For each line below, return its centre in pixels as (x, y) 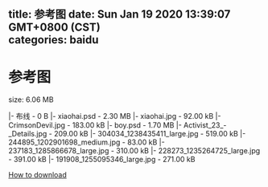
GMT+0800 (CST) (54, 28)
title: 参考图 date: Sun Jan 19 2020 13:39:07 (120, 14)
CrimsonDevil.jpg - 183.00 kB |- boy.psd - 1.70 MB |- (95, 125)
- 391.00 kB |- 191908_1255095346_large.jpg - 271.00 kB (102, 160)
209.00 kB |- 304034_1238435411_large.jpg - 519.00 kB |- (150, 134)
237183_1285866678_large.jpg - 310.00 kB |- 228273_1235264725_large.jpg (134, 151)
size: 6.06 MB (31, 100)
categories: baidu (54, 40)
